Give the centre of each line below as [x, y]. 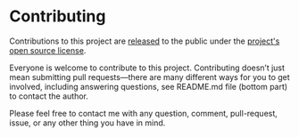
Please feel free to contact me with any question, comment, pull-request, [144, 113]
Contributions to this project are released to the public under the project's [145, 41]
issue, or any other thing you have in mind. [87, 123]
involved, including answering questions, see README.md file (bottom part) [149, 86]
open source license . [48, 50]
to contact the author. [49, 96]
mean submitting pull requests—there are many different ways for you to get [149, 77]
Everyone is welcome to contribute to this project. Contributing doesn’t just [147, 68]
